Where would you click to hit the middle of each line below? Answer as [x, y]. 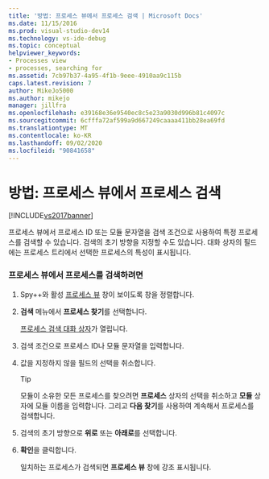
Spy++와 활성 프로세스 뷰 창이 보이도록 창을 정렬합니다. [107, 294]
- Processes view [37, 61]
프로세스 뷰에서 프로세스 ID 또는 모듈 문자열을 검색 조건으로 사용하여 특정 [122, 232]
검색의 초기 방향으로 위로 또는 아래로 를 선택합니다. [98, 432]
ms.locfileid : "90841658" [52, 151]
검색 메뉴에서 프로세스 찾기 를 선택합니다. [83, 312]
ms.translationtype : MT [48, 128]
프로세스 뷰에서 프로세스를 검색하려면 [76, 275]
